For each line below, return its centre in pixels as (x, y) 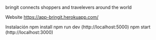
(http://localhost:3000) (29, 32)
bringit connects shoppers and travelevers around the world (69, 7)
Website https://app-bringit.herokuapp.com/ (52, 17)
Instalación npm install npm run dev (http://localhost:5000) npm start (78, 27)
